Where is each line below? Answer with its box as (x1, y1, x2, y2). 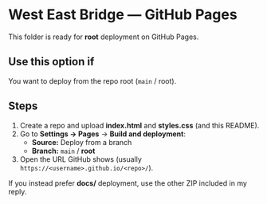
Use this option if (8, 55, 95, 69)
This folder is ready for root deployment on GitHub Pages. (8, 32, 199, 41)
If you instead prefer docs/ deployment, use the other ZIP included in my (8, 178, 247, 188)
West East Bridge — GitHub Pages (8, 6, 238, 24)
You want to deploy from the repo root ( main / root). (8, 76, 177, 85)
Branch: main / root (31, 146, 96, 155)
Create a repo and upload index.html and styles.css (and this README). (19, 120, 260, 130)
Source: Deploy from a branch (31, 137, 132, 147)
